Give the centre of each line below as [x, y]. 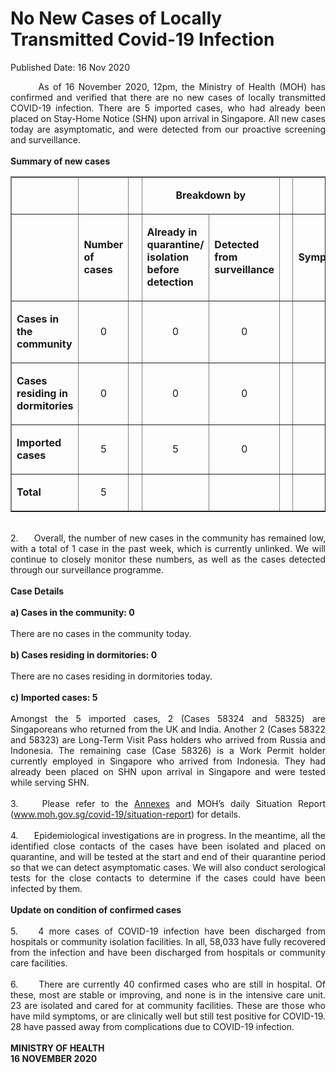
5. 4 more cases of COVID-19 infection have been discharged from [168, 931]
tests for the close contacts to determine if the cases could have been [168, 878]
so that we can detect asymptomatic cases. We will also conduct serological [168, 867]
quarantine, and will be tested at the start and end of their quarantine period [168, 856]
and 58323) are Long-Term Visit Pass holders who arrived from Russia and [168, 739]
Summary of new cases [60, 161]
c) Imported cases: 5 [54, 697]
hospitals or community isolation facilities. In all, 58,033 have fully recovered [168, 941]
